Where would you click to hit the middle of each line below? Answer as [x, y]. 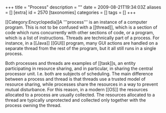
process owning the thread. [33, 105]
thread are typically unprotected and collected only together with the [76, 100]
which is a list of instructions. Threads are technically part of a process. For [83, 38]
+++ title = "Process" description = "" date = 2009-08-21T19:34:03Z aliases [83, 7]
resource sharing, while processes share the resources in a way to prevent [82, 84]
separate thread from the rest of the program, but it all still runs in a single [81, 48]
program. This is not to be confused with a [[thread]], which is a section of [81, 27]
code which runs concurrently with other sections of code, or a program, [80, 32]
